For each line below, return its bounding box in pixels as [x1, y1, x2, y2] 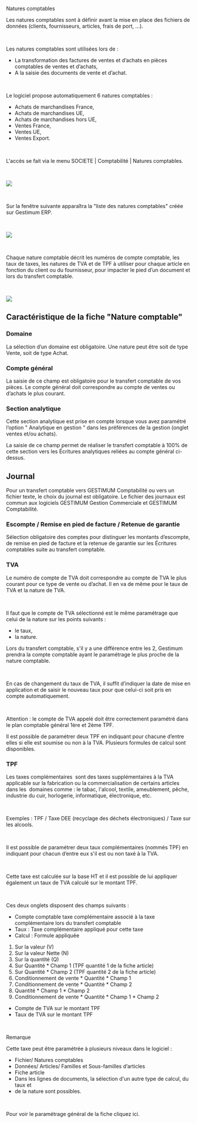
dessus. [6, 454, 25, 461]
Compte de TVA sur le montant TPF [14, 1004, 101, 1011]
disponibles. [6, 745, 36, 752]
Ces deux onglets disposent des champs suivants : [6, 901, 129, 909]
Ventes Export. [14, 135, 51, 142]
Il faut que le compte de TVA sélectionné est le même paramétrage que [6, 609, 178, 616]
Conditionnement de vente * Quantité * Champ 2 [14, 981, 133, 988]
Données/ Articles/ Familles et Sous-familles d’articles [14, 1062, 145, 1070]
